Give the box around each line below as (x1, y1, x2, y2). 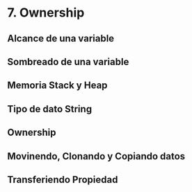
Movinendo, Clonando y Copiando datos (7, 150, 186, 162)
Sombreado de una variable (7, 55, 129, 67)
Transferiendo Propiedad (7, 173, 118, 185)
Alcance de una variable (7, 33, 115, 44)
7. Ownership (7, 5, 85, 21)
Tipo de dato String (7, 103, 93, 115)
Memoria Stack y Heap (7, 80, 108, 91)
